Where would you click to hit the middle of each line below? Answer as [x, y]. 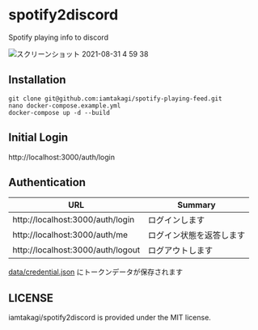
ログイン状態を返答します [196, 235]
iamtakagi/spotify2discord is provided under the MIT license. [110, 318]
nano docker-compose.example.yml [65, 106]
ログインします [176, 220]
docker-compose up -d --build [59, 112]
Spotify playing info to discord [59, 37]
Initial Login [38, 138]
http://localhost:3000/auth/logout [76, 250]
